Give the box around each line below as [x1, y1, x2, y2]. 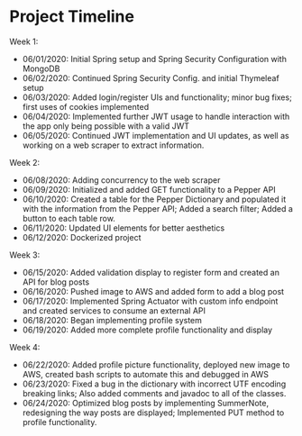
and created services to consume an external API [22, 304, 206, 316]
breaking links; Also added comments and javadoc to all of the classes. [22, 387, 287, 398]
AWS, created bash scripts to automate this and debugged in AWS [22, 368, 269, 379]
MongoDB [22, 63, 60, 74]
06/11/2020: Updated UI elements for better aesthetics [22, 223, 225, 233]
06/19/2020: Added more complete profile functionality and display [22, 324, 273, 335]
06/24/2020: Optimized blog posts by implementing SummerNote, [22, 397, 269, 408]
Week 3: [9, 250, 41, 260]
